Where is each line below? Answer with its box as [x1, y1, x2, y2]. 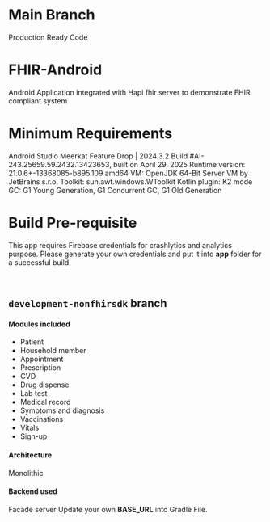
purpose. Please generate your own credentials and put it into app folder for [8, 249, 262, 259]
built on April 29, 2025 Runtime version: [112, 159, 246, 169]
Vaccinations [19, 415, 64, 424]
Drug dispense [19, 380, 70, 389]
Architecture [8, 450, 53, 460]
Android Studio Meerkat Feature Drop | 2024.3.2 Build [8, 151, 188, 161]
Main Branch [8, 6, 95, 24]
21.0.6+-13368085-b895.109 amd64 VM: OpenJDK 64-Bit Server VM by [8, 168, 248, 178]
